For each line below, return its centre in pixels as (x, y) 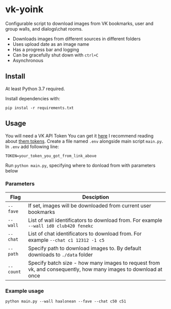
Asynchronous (28, 60)
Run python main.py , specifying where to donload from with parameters (80, 165)
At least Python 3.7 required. (35, 89)
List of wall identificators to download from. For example (95, 220)
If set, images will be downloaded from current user (90, 206)
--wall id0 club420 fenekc (61, 226)
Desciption (96, 197)
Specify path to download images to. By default (84, 248)
